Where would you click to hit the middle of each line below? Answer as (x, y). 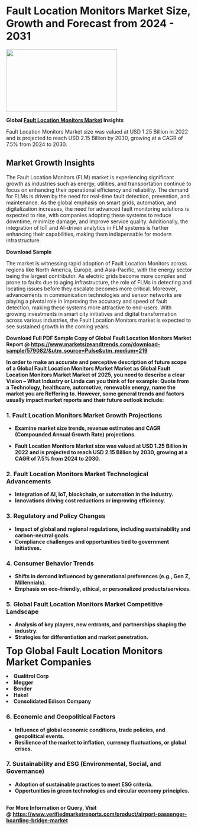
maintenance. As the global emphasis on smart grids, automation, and (91, 202)
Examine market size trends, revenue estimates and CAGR (87, 428)
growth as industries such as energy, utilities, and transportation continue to (99, 183)
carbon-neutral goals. (42, 535)
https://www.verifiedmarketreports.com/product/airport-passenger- (100, 814)
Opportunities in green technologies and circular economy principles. (102, 790)
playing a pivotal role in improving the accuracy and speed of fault (87, 301)
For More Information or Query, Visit (51, 808)
